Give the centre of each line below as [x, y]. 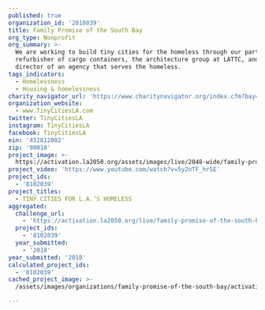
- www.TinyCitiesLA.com [54, 111]
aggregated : [28, 206]
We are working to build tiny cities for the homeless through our [129, 52]
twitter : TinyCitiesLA [45, 118]
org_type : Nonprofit [42, 37]
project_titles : [35, 191]
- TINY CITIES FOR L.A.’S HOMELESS [74, 199]
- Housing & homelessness [58, 89]
